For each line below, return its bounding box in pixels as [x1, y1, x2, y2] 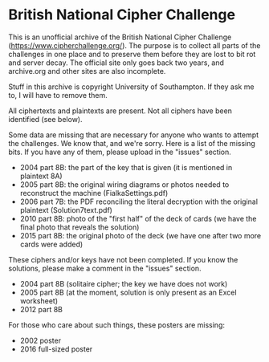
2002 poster [19, 336, 62, 345]
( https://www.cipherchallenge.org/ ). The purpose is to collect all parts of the [8, 40, 261, 50]
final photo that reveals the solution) [19, 222, 140, 232]
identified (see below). [8, 114, 83, 124]
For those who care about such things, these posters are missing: [8, 319, 226, 330]
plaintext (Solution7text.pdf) [19, 205, 112, 214]
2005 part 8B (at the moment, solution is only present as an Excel [19, 287, 237, 297]
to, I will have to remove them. [8, 90, 108, 100]
